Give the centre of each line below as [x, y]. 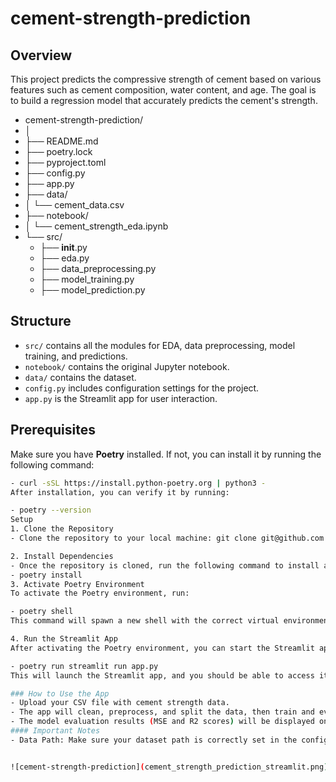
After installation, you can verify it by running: [120, 492]
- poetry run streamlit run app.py [84, 666]
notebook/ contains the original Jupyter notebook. [127, 366]
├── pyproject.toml [65, 162]
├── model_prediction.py [92, 290]
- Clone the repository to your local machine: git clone [133, 538]
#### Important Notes [55, 731]
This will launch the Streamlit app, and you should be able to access [162, 675]
